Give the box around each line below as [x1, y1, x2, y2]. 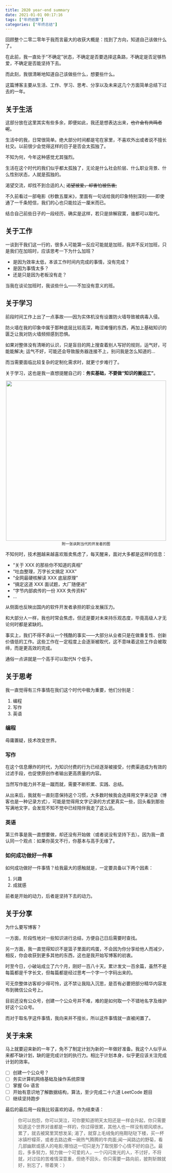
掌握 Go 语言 [12, 1082, 40, 1088]
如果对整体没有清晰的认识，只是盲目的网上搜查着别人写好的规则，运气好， [5, 341, 162, 348]
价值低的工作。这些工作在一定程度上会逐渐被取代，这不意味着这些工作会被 [5, 638, 162, 644]
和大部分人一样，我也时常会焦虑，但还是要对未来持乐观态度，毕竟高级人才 [5, 615, 162, 621]
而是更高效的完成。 [14, 644, 55, 651]
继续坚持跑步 [12, 1095, 40, 1101]
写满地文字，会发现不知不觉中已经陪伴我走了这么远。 [5, 805, 118, 811]
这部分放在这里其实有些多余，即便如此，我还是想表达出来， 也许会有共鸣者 [5, 119, 162, 126]
